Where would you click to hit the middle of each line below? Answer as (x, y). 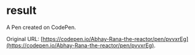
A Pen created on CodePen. (41, 27)
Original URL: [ (25, 39)
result (21, 11)
